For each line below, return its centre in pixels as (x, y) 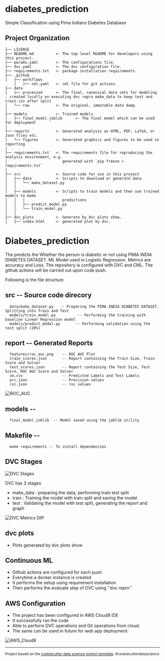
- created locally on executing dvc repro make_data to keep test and (79, 97)
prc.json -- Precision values (57, 380)
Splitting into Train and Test (37, 311)
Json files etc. (22, 135)
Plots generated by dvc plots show (47, 545)
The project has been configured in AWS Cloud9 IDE (65, 615)
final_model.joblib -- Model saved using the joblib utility (74, 420)
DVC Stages (24, 462)
